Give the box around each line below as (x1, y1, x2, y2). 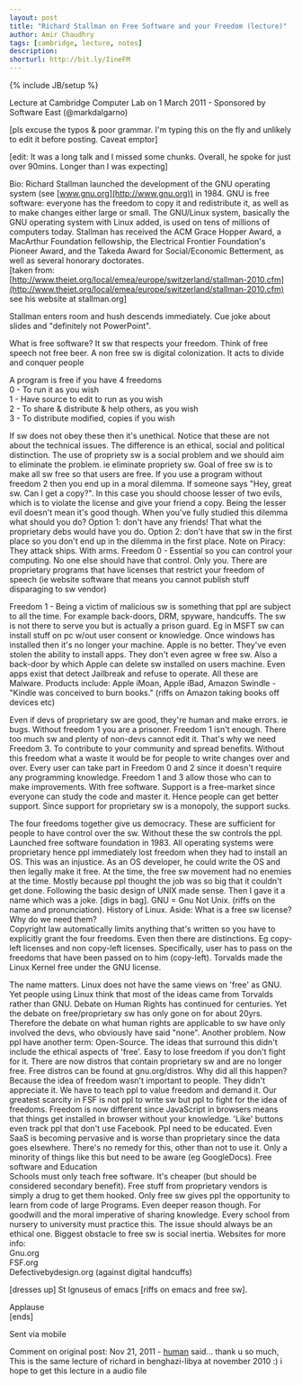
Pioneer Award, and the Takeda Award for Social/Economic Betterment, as (9, 245, 285, 256)
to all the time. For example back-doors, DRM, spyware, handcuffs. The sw (9, 610, 286, 621)
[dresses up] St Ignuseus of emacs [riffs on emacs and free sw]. (9, 1284, 248, 1295)
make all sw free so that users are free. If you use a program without (9, 469, 262, 479)
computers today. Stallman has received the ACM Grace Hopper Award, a (9, 226, 281, 237)
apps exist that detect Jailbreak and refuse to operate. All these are (9, 668, 259, 679)
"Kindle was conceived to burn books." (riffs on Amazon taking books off (9, 687, 280, 698)
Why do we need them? (9, 914, 97, 924)
